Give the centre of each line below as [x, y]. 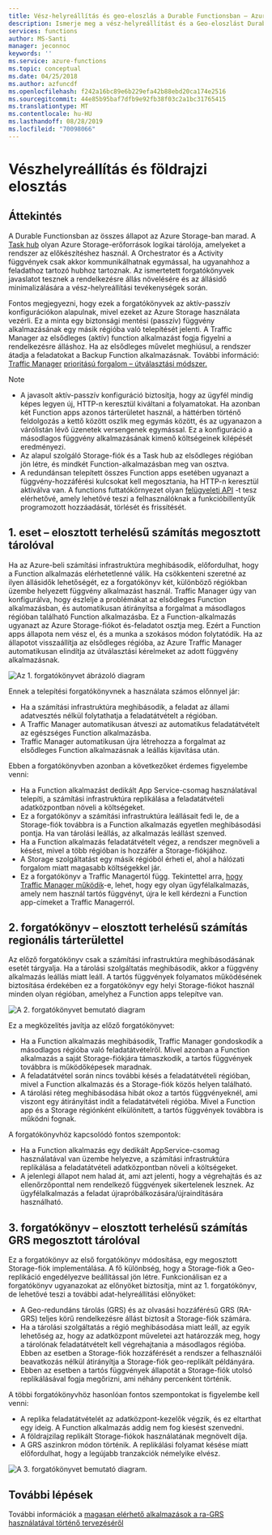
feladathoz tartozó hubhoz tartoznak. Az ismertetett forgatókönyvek [121, 270]
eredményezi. [43, 446]
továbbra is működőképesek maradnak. [86, 1067]
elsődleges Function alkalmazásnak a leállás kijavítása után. [120, 750]
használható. [41, 1202]
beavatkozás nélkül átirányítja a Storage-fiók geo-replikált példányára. [137, 1362]
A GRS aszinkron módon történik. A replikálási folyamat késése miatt [134, 1445]
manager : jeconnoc [39, 46]
